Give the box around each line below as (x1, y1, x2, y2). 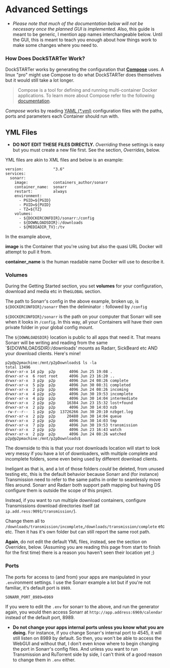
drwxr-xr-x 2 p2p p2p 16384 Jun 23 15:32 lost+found (5, 400, 133, 406)
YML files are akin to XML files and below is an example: (5, 157, 124, 163)
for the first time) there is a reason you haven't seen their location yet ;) (5, 549, 155, 556)
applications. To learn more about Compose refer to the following (17, 93, 155, 99)
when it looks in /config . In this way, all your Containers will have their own (5, 319, 163, 325)
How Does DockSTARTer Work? (5, 55, 86, 62)
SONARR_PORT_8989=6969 (5, 595, 53, 600)
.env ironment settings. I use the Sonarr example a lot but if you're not (5, 579, 151, 585)
